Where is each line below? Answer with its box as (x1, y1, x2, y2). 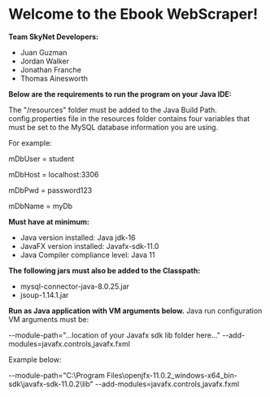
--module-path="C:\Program (8, 370, 106, 380)
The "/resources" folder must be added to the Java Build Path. (8, 105, 217, 115)
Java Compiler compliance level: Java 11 (20, 250, 155, 260)
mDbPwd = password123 (8, 185, 93, 195)
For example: (8, 137, 53, 147)
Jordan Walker (20, 56, 70, 66)
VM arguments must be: (8, 314, 89, 324)
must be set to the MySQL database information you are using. (8, 122, 219, 132)
